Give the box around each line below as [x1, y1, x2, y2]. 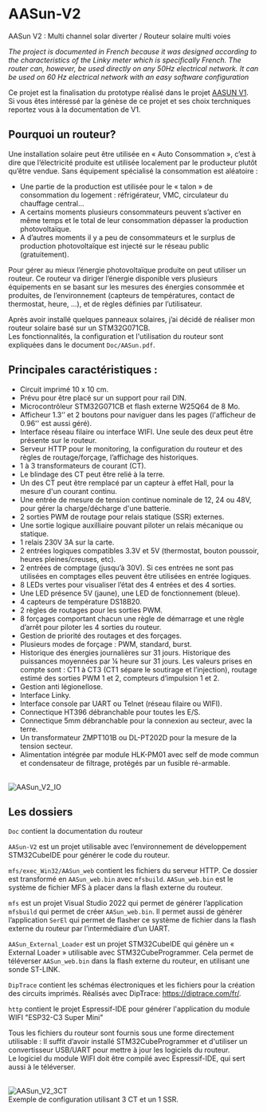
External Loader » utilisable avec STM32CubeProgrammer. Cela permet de [8, 948, 253, 958]
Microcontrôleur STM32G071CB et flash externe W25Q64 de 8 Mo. [19, 401, 241, 411]
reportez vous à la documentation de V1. [8, 105, 141, 114]
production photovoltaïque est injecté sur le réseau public [19, 241, 210, 250]
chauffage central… [19, 198, 84, 208]
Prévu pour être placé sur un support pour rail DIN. [19, 393, 187, 402]
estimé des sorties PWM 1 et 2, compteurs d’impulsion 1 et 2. [19, 673, 220, 683]
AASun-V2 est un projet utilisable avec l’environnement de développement [8, 842, 247, 851]
